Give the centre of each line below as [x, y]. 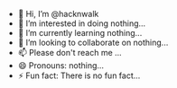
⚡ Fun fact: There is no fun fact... [79, 75]
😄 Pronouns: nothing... [61, 66]
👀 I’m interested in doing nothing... [82, 23]
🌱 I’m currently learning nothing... [80, 33]
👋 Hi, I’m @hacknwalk [58, 14]
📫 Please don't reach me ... [70, 53]
